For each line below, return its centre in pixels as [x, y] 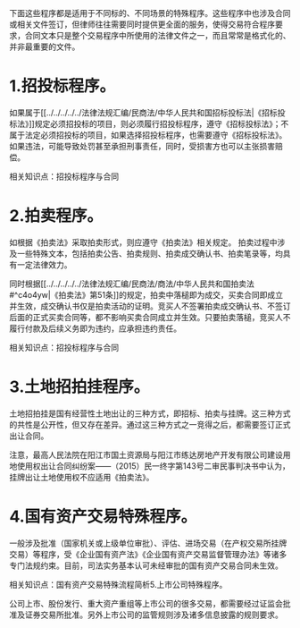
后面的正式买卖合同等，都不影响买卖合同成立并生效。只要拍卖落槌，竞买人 [146, 317]
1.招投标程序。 [62, 86]
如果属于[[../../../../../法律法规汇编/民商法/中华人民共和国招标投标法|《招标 [144, 112]
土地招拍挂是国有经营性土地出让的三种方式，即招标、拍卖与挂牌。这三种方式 [150, 413]
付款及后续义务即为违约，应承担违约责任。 [103, 328]
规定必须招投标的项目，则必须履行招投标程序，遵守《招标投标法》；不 [162, 123]
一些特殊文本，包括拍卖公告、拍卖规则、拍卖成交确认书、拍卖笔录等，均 [150, 253]
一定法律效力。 [44, 264]
